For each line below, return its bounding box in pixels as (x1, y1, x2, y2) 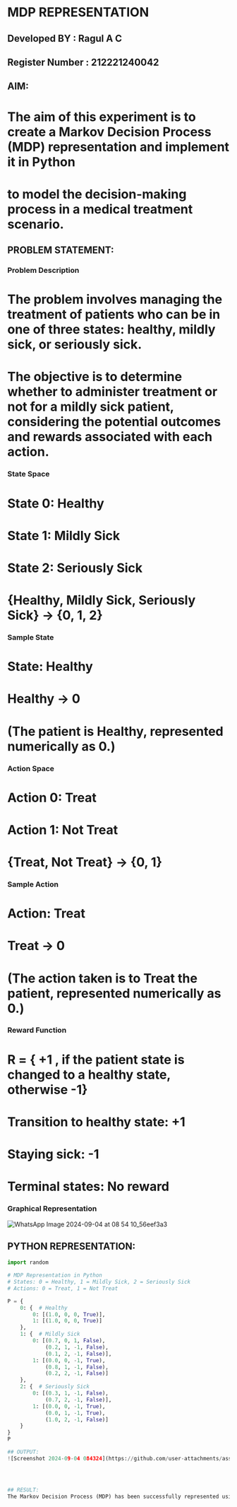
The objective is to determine (7, 369, 182, 385)
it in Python (7, 153, 75, 170)
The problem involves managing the (7, 291, 223, 307)
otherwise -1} (7, 1081, 88, 1098)
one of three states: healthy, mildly (7, 322, 216, 338)
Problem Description (7, 266, 80, 276)
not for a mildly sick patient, (7, 399, 174, 415)
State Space (7, 469, 50, 479)
